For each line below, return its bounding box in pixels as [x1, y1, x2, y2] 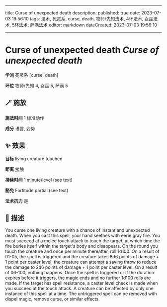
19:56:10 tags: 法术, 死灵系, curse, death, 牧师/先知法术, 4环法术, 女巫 [11, 16, 154, 21]
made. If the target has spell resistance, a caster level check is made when [5, 280, 158, 286]
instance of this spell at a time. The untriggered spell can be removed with [5, 291, 158, 297]
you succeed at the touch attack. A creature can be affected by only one [5, 286, 154, 292]
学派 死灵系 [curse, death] [5, 72, 59, 78]
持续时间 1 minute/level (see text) [5, 177, 73, 183]
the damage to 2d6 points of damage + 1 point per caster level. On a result [5, 264, 158, 270]
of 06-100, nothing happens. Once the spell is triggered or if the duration [5, 270, 154, 276]
